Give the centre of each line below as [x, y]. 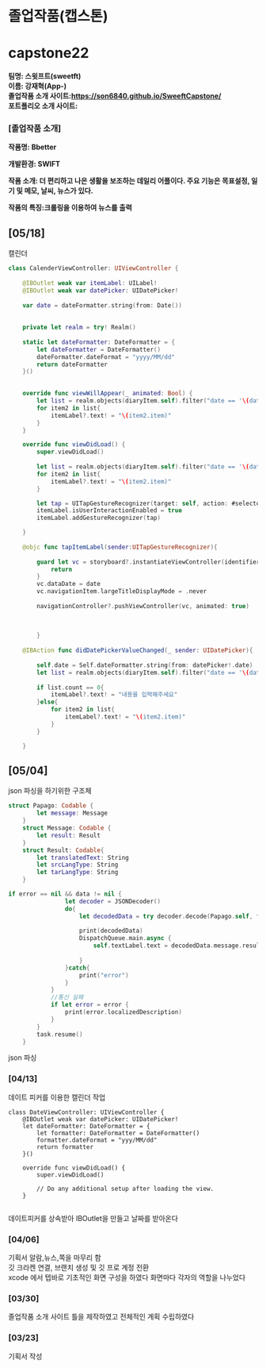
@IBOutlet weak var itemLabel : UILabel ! [90, 283]
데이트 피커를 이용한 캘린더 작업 [57, 1097]
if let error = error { [89, 1005]
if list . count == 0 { [70, 688]
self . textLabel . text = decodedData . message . [168, 946]
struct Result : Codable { [63, 850]
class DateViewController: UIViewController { [86, 1112]
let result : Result [69, 835]
